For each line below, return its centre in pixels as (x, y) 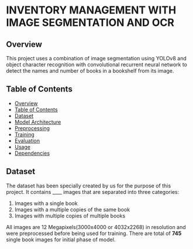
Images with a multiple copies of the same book (72, 209)
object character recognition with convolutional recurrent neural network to (97, 64)
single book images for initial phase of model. (61, 239)
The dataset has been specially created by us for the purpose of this (89, 186)
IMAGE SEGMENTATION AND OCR (90, 23)
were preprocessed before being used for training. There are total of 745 (94, 233)
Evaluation (27, 141)
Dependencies (32, 153)
